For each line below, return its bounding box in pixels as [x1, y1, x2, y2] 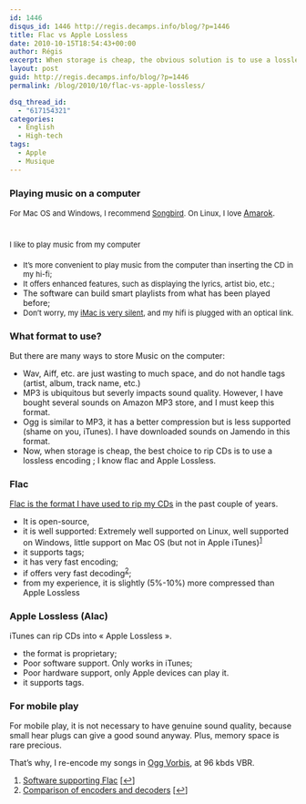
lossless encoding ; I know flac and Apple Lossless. [22, 455, 217, 466]
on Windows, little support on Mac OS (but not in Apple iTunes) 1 [22, 535, 262, 548]
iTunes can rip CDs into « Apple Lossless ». [9, 630, 172, 642]
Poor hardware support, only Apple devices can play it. [22, 667, 229, 678]
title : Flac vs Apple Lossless [9, 30, 128, 39]
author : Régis [9, 47, 64, 56]
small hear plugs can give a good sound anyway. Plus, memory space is [9, 730, 280, 741]
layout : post [9, 65, 59, 74]
